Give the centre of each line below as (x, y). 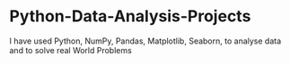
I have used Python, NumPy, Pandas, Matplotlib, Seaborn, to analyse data (145, 41)
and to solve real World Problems (70, 50)
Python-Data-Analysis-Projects (130, 16)
